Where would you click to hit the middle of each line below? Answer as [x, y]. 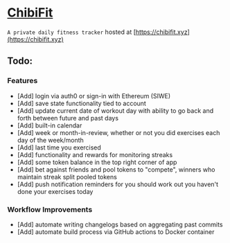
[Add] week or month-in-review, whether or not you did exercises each [118, 132]
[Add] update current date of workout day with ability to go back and [115, 110]
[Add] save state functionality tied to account [82, 103]
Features [23, 81]
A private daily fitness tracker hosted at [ [72, 32]
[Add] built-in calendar [50, 125]
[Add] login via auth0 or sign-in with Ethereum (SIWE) [94, 96]
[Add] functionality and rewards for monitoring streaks [95, 154]
